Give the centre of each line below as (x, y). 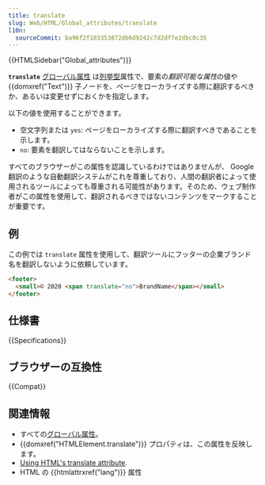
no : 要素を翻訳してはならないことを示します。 (94, 150)
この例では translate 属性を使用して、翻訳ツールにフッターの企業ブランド (130, 254)
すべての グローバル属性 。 (61, 434)
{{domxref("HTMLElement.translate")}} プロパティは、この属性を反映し (136, 444)
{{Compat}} (27, 387)
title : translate (37, 15)
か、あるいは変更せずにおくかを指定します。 (81, 97)
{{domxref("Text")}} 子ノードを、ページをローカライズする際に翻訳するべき (131, 86)
